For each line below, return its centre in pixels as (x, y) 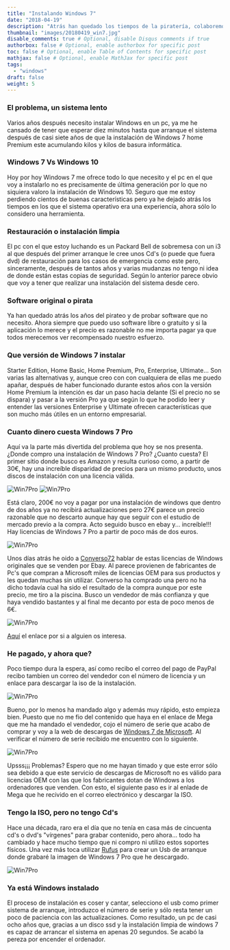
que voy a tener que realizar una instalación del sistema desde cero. (103, 283)
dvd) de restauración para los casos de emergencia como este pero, (104, 261)
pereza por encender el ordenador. (56, 939)
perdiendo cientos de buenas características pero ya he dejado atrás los (109, 199)
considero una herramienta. (46, 213)
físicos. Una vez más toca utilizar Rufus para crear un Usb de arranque (107, 849)
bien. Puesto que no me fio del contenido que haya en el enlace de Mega (110, 717)
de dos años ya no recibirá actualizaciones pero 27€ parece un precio (106, 510)
